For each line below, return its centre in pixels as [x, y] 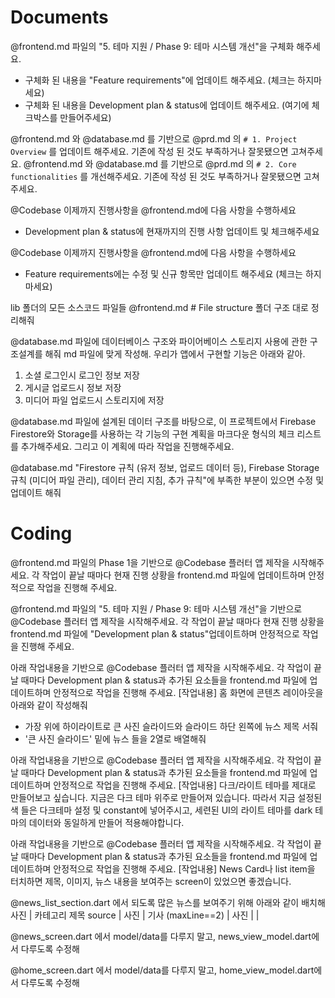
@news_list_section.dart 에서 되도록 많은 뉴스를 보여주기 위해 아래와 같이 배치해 [168, 902]
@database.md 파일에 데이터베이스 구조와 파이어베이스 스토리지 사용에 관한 [159, 341]
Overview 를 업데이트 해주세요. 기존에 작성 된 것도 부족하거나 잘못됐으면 [149, 151]
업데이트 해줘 [36, 492]
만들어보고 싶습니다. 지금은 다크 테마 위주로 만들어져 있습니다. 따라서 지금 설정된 [166, 797]
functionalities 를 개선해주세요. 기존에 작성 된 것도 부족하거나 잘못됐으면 [156, 176]
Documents [59, 17]
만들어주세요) [85, 117]
